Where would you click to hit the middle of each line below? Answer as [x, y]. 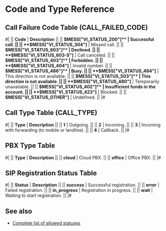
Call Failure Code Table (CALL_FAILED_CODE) [77, 28]
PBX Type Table [30, 145]
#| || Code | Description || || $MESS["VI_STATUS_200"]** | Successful [80, 39]
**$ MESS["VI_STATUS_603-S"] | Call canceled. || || [60, 55]
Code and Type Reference [60, 9]
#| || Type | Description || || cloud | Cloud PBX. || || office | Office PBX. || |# [83, 158]
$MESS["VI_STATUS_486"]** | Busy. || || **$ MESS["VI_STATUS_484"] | [82, 71]
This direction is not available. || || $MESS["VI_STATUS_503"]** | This [78, 76]
